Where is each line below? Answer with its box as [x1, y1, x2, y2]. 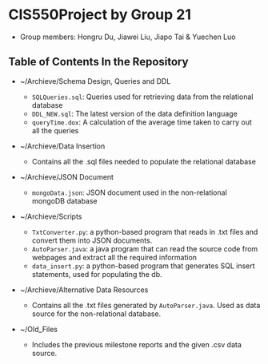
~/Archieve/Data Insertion [19, 141, 106, 151]
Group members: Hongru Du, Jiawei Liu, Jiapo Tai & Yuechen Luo [19, 32, 236, 42]
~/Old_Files [19, 324, 58, 334]
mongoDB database [31, 196, 98, 205]
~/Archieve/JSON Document [19, 172, 114, 181]
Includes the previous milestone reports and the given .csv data [31, 339, 242, 349]
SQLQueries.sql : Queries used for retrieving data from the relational [31, 92, 254, 101]
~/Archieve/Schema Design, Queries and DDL [19, 76, 171, 85]
